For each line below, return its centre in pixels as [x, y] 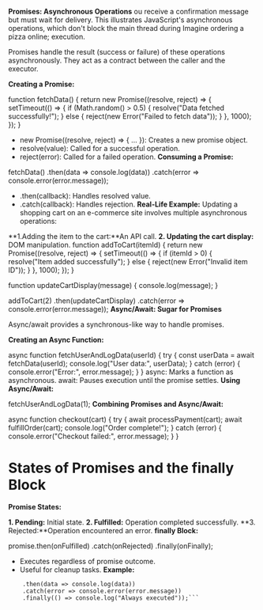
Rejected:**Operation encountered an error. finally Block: [103, 530]
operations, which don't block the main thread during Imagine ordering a [126, 28]
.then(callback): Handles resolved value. [85, 196]
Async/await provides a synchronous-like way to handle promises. [116, 324]
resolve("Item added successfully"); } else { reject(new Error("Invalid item [128, 261]
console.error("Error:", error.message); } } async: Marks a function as [121, 372]
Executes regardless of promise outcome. [88, 561]
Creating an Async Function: [56, 340]
